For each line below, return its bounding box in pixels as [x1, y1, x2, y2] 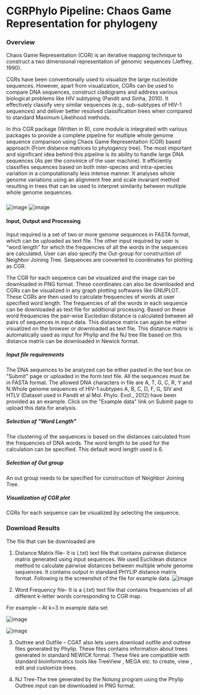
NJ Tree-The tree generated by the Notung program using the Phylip [14, 675, 184, 682]
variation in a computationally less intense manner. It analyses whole [6, 170, 175, 177]
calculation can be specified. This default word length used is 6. [6, 446, 164, 453]
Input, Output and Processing [6, 218, 81, 224]
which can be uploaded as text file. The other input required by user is [6, 237, 179, 244]
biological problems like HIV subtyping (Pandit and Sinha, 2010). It [6, 95, 169, 102]
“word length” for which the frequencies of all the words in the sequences [6, 243, 188, 251]
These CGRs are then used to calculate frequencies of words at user [6, 293, 175, 300]
